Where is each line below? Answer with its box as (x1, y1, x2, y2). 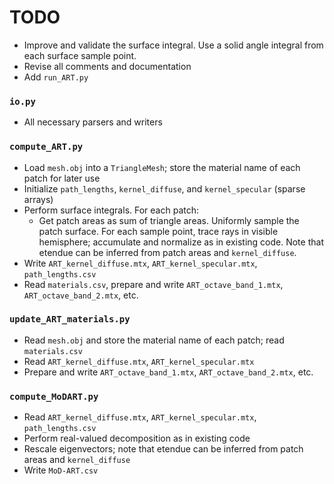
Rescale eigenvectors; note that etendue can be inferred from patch (23, 443, 304, 455)
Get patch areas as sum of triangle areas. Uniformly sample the (38, 214, 300, 226)
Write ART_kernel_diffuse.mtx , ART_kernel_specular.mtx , (23, 257, 258, 269)
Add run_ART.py (23, 71, 89, 83)
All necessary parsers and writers (23, 116, 163, 128)
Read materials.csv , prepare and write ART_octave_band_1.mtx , (23, 278, 284, 290)
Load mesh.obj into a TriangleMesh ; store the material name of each (23, 161, 301, 173)
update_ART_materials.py (9, 314, 131, 325)
